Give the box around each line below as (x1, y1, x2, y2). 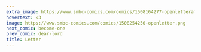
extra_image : (6, 8, 39, 15)
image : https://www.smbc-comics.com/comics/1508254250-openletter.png (6, 20, 186, 26)
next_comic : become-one (6, 25, 66, 32)
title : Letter (6, 36, 42, 42)
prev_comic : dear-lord (6, 31, 63, 37)
